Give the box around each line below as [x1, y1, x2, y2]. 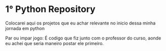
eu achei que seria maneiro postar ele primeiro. [5, 40, 104, 46]
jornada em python [5, 25, 45, 31]
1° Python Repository [5, 3, 96, 15]
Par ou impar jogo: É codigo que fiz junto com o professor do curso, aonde [5, 35, 161, 41]
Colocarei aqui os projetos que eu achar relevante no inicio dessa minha [5, 20, 156, 26]
